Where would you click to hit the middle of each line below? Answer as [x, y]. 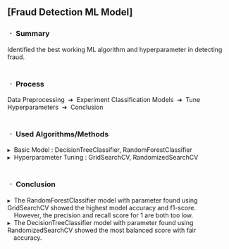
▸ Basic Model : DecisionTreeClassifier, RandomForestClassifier [100, 150]
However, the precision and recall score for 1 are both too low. [104, 215]
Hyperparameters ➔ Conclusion [55, 107]
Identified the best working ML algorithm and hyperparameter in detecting [115, 49]
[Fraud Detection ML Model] [70, 12]
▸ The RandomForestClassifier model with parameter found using [103, 200]
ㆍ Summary [29, 34]
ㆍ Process [26, 84]
